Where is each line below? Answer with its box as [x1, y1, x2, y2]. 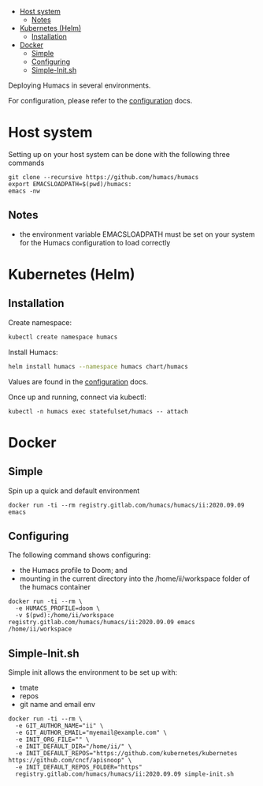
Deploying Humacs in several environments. [8, 80, 151, 90]
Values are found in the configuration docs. [8, 376, 148, 386]
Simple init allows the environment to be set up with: [8, 668, 178, 677]
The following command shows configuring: [8, 550, 151, 560]
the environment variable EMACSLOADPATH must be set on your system [19, 229, 256, 239]
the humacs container [19, 582, 91, 592]
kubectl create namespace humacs [8, 333, 118, 341]
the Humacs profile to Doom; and [19, 566, 128, 575]
